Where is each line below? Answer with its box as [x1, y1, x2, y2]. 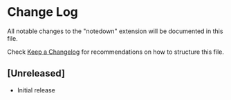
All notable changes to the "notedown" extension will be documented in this [7, 27, 223, 35]
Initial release [17, 86, 55, 94]
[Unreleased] [7, 68, 66, 79]
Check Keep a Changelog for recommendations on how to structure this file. [7, 48, 225, 56]
